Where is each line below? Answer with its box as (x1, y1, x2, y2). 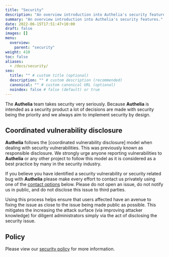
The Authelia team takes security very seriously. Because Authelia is (5, 101, 149, 107)
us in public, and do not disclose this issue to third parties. (5, 187, 126, 193)
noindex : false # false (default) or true (10, 87, 100, 92)
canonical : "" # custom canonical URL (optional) (10, 82, 116, 87)
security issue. (5, 218, 36, 224)
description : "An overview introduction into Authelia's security (5, 12, 147, 17)
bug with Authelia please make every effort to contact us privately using (5, 176, 156, 182)
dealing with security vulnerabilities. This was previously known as (5, 145, 143, 151)
